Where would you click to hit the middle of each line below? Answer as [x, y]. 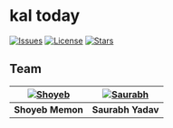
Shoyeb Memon [49, 109]
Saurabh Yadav [125, 109]
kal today [45, 16]
